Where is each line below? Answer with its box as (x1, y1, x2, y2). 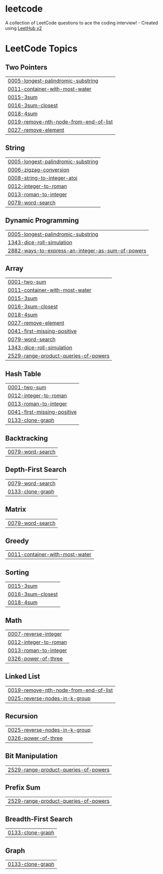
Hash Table (5, 369, 41, 378)
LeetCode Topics (5, 43, 78, 55)
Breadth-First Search (5, 814, 73, 823)
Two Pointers (5, 63, 48, 71)
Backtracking (5, 434, 48, 443)
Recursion (5, 712, 38, 720)
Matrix (5, 505, 26, 514)
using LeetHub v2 (5, 25, 42, 31)
